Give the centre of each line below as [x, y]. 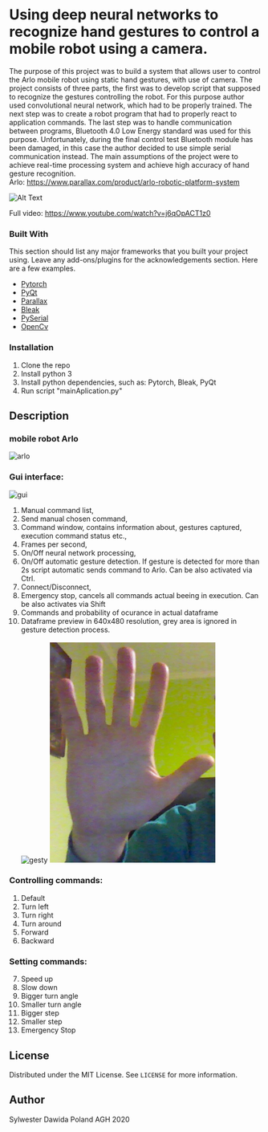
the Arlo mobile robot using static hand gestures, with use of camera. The [131, 79]
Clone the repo [45, 365]
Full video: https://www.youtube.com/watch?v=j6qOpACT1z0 [110, 213]
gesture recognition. [43, 173]
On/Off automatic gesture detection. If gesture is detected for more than [140, 561]
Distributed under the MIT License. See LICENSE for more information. [123, 1074]
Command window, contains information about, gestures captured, [131, 527]
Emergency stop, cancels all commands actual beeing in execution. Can [140, 595]
